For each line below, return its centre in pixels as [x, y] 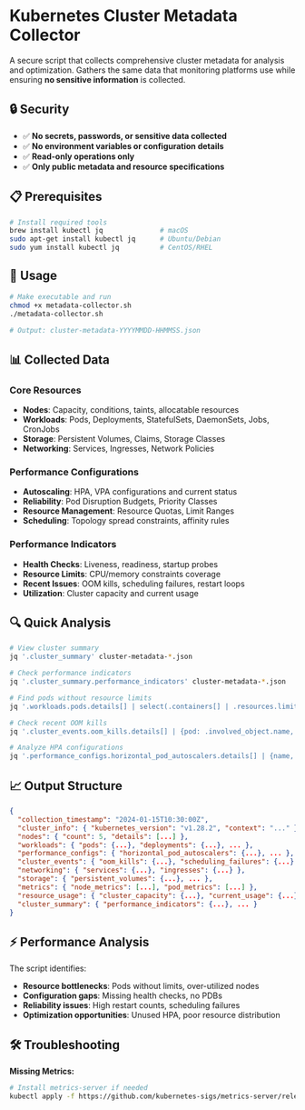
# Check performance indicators [70, 674]
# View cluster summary [54, 648]
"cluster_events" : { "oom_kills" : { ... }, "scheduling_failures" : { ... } [156, 862]
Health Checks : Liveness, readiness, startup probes [120, 564]
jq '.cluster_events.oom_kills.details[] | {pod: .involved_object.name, [152, 731]
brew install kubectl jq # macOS [99, 231]
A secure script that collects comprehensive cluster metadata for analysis [147, 60]
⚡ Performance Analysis [79, 942]
